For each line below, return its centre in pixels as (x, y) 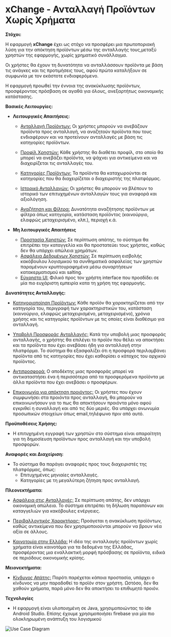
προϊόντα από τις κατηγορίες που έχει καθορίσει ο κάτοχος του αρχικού (89, 356)
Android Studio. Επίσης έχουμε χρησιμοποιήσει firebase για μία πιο (83, 614)
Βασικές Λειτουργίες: (29, 106)
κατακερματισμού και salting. (51, 272)
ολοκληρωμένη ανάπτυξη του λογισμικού (57, 619)
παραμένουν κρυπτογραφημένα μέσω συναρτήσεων (76, 267)
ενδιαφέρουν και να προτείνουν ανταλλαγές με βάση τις (81, 137)
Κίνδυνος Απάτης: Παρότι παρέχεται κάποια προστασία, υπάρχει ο (83, 577)
